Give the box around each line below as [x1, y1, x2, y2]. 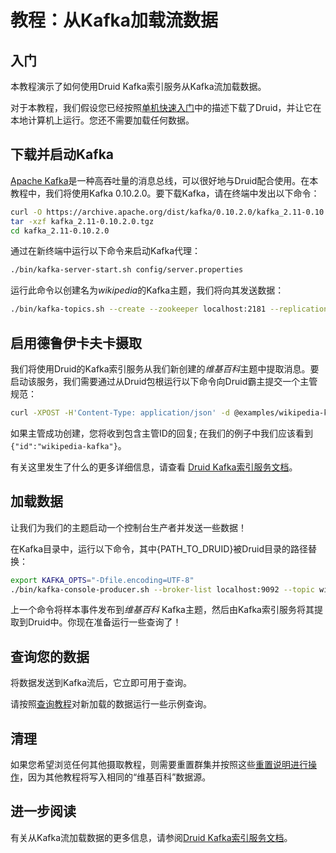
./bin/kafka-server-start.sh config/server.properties [10, 265, 244, 275]
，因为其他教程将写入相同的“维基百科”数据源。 [19, 771, 212, 783]
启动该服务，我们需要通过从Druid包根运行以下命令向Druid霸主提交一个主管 [10, 376, 318, 387]
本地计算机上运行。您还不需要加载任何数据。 [10, 114, 195, 126]
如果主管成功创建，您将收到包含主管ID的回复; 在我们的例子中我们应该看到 [10, 427, 314, 439]
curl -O [10, 207, 43, 217]
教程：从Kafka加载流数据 [10, 9, 219, 32]
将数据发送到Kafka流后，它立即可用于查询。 [10, 677, 192, 689]
